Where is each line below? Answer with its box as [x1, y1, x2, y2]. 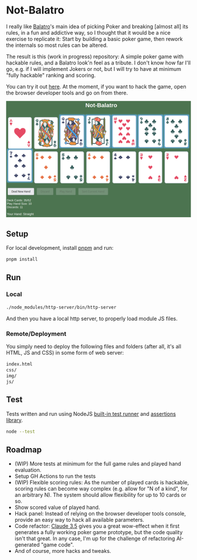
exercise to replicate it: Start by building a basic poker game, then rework [6, 35, 183, 42]
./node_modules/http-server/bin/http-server [6, 304, 117, 310]
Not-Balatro [6, 4, 64, 17]
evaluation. [14, 467, 42, 474]
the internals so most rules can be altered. [6, 42, 108, 49]
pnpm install [6, 256, 38, 263]
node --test [6, 429, 35, 435]
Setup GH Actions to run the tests [14, 473, 96, 480]
